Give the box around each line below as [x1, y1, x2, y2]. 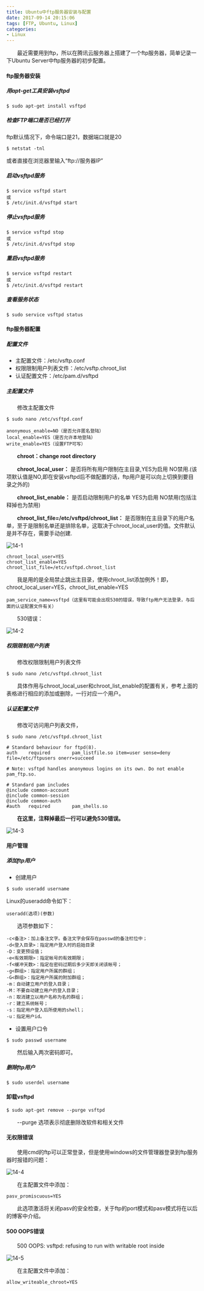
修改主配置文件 [16, 404, 55, 412]
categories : [6, 26, 37, 32]
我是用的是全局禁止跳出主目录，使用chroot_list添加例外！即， [16, 576, 172, 583]
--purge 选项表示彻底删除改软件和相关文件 [16, 1119, 124, 1126]
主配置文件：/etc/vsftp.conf [15, 357, 86, 364]
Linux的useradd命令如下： [6, 897, 73, 904]
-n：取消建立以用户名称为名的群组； [6, 994, 85, 1000]
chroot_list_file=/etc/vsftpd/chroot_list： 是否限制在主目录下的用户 [17, 514, 189, 522]
